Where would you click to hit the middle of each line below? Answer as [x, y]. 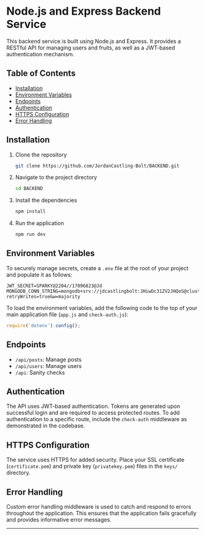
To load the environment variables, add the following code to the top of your [102, 308]
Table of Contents [41, 74]
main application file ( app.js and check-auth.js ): [67, 314]
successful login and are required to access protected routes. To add [93, 413]
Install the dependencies [46, 201]
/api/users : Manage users [49, 366]
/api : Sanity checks [40, 372]
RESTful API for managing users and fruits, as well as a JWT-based [91, 48]
